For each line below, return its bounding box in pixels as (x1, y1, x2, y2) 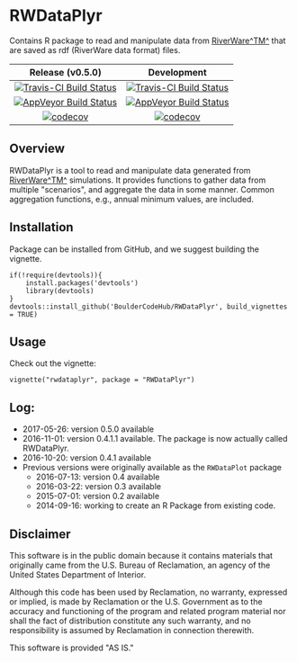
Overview (9, 141, 66, 157)
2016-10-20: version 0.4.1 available (22, 452, 151, 463)
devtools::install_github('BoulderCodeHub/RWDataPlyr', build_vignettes (9, 302, 288, 311)
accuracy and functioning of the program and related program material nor (9, 606, 286, 616)
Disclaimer (9, 526, 71, 541)
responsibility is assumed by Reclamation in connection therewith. (9, 625, 255, 635)
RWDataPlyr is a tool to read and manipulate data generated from (9, 165, 251, 175)
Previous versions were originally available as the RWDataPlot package (22, 462, 282, 473)
